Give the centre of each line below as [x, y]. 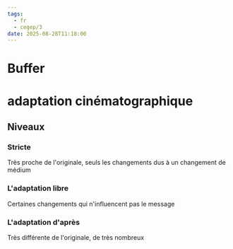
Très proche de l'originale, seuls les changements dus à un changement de [116, 163]
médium [19, 170]
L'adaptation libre [38, 188]
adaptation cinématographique [100, 101]
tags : [15, 14]
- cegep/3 [28, 27]
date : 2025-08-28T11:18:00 [47, 34]
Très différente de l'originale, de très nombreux [76, 237]
